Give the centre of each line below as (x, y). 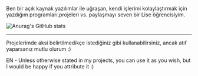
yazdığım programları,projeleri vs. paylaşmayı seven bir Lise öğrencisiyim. (96, 15)
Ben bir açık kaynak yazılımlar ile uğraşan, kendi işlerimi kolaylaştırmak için (97, 8)
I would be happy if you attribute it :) (50, 66)
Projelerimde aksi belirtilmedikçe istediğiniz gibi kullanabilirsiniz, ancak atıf (96, 43)
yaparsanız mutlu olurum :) (39, 49)
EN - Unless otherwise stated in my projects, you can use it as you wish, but (98, 60)
